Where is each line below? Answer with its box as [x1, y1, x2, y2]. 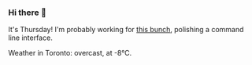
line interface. [8, 33, 53, 42]
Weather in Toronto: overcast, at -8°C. [8, 49, 132, 58]
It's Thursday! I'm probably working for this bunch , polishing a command [8, 25, 244, 34]
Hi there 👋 [8, 7, 47, 18]
